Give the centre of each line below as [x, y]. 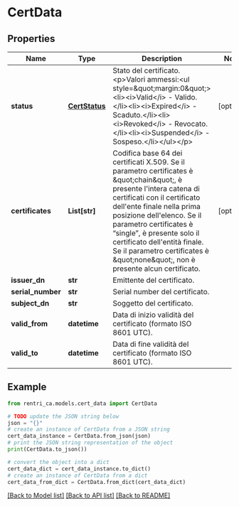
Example [27, 387]
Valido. [186, 97]
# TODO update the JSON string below [63, 416]
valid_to [25, 353]
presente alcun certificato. [156, 269]
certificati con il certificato [156, 198]
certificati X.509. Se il [149, 162]
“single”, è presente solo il [156, 233]
